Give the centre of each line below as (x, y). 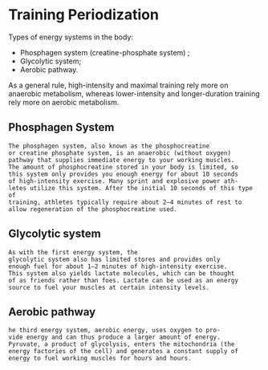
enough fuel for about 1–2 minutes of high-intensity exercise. (118, 266)
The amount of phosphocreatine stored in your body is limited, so (124, 167)
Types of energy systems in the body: (71, 37)
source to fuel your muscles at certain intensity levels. (109, 287)
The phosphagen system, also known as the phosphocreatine (109, 146)
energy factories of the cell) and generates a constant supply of (124, 352)
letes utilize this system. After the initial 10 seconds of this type (130, 188)
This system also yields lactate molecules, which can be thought (122, 273)
